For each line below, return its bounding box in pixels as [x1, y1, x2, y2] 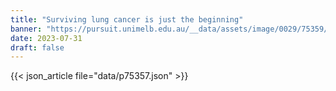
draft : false [10, 42, 65, 53]
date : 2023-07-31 [10, 33, 83, 43]
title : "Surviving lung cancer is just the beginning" [10, 14, 244, 25]
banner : [10, 24, 43, 34]
